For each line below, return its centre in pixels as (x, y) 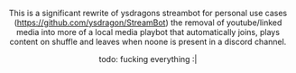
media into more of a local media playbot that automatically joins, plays (148, 32)
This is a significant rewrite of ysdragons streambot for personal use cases (148, 13)
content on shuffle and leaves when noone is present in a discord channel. (148, 41)
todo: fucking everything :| (148, 59)
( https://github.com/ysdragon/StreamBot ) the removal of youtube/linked (148, 23)
